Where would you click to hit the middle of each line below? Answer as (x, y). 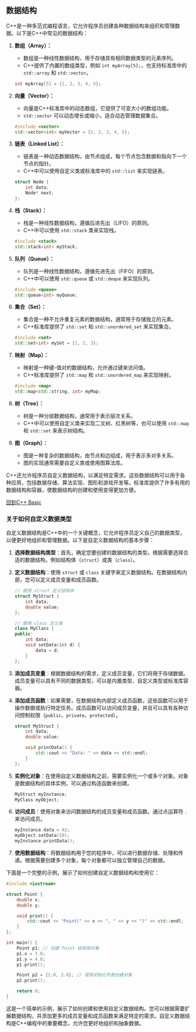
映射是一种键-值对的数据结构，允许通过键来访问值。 (86, 367)
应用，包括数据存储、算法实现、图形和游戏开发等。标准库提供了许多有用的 (100, 482)
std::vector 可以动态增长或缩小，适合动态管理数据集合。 (92, 115)
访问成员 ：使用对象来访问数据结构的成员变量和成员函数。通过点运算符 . (101, 812)
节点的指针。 (38, 164)
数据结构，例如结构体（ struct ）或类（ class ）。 (81, 560)
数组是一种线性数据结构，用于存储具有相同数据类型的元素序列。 (100, 58)
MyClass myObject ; (37, 800)
